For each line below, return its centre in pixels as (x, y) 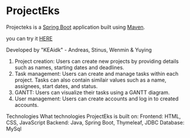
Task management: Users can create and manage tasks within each (96, 73)
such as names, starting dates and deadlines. (69, 67)
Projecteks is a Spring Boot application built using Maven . (76, 27)
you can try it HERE (29, 38)
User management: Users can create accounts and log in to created (96, 99)
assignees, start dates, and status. (56, 86)
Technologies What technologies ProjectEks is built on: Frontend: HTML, (94, 116)
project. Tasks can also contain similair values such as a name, (90, 80)
